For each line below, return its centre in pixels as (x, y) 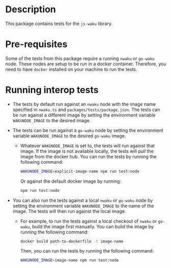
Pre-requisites (36, 44)
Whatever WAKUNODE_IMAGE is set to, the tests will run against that (87, 146)
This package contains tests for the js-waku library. (59, 24)
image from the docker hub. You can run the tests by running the (88, 157)
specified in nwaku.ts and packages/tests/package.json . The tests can (86, 109)
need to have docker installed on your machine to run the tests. (71, 69)
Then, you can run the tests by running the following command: (87, 251)
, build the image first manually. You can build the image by (92, 227)
